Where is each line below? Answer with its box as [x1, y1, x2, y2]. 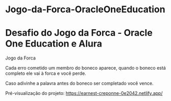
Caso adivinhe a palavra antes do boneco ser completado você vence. [5, 80, 154, 87]
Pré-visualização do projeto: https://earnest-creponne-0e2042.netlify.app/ [5, 90, 163, 96]
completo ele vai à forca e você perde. [5, 70, 86, 76]
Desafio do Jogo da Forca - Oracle [5, 27, 153, 39]
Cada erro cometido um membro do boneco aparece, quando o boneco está [5, 65, 166, 71]
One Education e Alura [5, 38, 102, 50]
